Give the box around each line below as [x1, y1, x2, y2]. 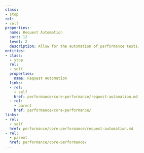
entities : [5, 48, 26, 53]
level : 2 [9, 39, 28, 44]
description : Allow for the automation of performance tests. [9, 44, 140, 49]
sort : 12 [9, 35, 28, 40]
